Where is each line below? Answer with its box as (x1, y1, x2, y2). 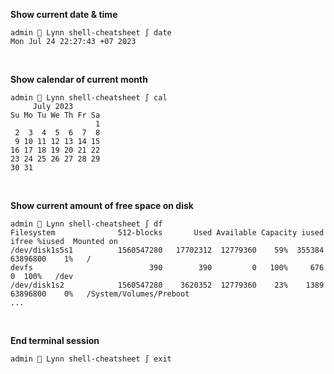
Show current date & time (10, 9, 118, 20)
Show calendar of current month (10, 74, 148, 85)
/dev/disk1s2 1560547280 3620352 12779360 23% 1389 (10, 280, 325, 290)
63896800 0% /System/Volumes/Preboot (10, 289, 190, 299)
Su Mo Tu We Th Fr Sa (10, 110, 101, 120)
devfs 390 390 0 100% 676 (10, 263, 325, 273)
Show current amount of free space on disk (10, 200, 194, 211)
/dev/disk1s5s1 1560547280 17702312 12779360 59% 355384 (10, 245, 325, 255)
